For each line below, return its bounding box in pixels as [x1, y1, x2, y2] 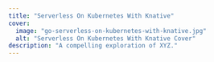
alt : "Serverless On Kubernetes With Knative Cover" [15, 34, 196, 43]
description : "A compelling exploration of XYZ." [8, 42, 179, 50]
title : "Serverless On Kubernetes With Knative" [8, 11, 175, 20]
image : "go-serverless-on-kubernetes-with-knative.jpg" [15, 27, 207, 35]
